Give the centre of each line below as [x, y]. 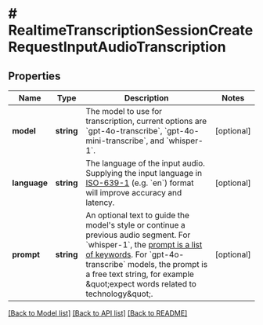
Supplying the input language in [144, 173]
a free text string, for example [140, 274]
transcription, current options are [146, 121]
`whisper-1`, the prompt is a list [144, 245]
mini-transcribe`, [117, 141]
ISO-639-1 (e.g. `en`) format [140, 183]
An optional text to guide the [138, 215]
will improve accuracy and [134, 193]
